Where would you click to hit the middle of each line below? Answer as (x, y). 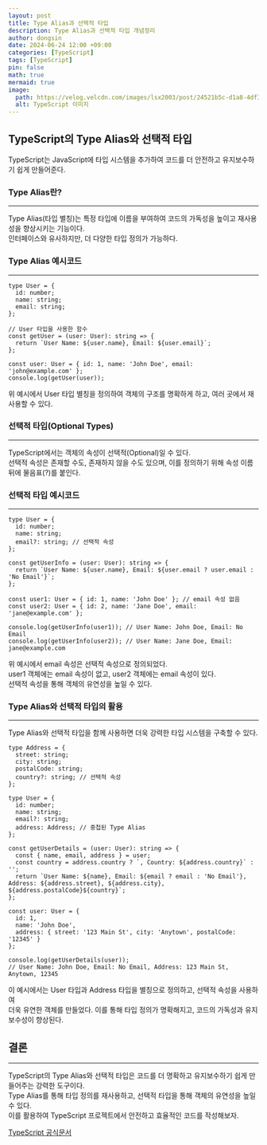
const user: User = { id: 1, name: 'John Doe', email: (101, 364)
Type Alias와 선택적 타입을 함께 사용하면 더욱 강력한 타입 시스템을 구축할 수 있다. (133, 733)
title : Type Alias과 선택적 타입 (58, 23)
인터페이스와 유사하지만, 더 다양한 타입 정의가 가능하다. (93, 238)
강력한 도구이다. (60, 1086)
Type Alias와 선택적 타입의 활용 (66, 706)
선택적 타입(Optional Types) (61, 426)
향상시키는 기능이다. (54, 229)
